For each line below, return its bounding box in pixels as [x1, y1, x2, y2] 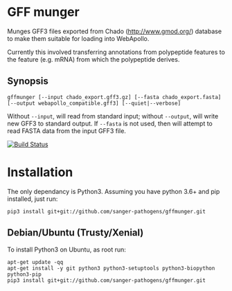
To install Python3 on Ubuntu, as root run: [7, 245, 127, 254]
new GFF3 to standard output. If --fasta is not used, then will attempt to [7, 119, 213, 127]
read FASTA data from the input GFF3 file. [7, 126, 127, 135]
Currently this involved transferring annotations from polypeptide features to [7, 48, 225, 56]
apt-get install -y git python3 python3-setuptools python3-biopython [7, 265, 215, 272]
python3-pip [7, 271, 42, 278]
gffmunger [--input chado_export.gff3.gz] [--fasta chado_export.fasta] [7, 94, 222, 100]
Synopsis [7, 76, 48, 87]
